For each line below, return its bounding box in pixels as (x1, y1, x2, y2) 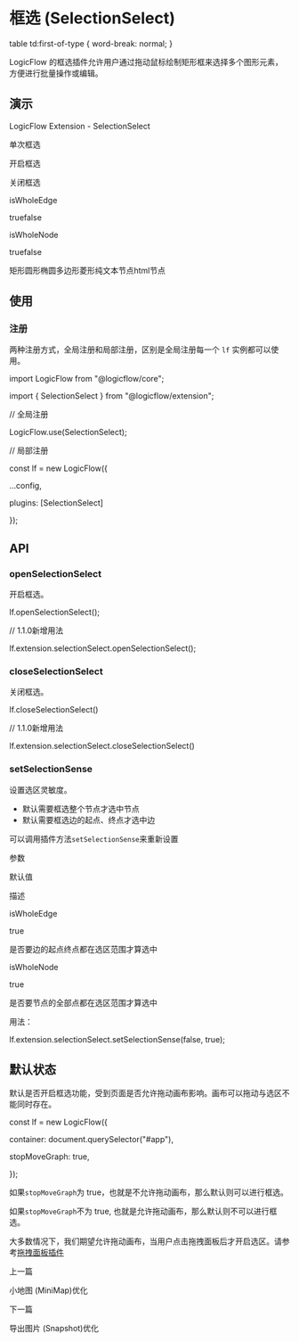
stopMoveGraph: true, (9, 1151, 91, 1162)
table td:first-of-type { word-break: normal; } (9, 37, 174, 49)
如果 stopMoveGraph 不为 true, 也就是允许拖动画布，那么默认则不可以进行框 (9, 1206, 278, 1216)
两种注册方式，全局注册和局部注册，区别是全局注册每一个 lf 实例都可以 (9, 344, 271, 355)
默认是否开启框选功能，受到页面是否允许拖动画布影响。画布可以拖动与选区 (9, 1087, 282, 1098)
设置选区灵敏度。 (9, 784, 72, 794)
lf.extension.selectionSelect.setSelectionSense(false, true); (9, 1033, 225, 1044)
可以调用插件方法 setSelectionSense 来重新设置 (9, 833, 179, 844)
